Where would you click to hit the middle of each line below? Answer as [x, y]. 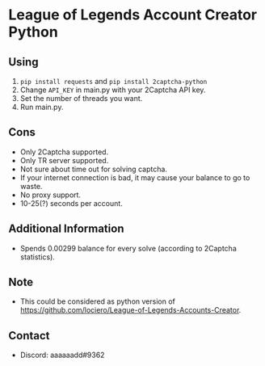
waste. [31, 186]
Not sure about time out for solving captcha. [94, 169]
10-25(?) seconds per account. [71, 203]
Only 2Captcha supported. [64, 152]
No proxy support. [50, 195]
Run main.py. [42, 107]
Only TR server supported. [64, 160]
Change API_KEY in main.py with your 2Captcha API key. [113, 90]
